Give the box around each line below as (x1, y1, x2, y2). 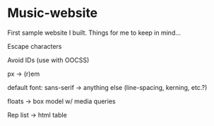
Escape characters (7, 42, 62, 50)
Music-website (7, 5, 98, 21)
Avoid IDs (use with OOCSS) (7, 55, 90, 64)
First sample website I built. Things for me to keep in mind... (7, 28, 182, 37)
